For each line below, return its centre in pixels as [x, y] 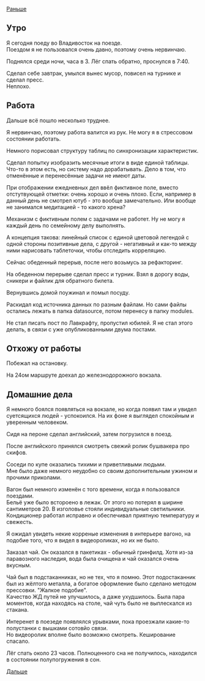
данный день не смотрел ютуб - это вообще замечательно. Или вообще [101, 200]
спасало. [18, 641]
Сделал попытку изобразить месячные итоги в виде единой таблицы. [98, 163]
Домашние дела [39, 394]
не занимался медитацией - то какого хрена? [66, 207]
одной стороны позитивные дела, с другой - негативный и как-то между [102, 244]
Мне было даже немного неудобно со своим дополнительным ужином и [102, 471]
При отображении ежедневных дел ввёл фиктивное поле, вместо [92, 187]
